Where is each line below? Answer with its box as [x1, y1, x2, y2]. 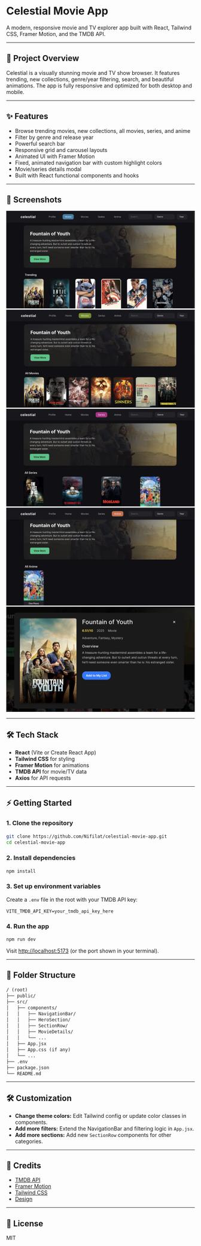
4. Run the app [6, 922, 50, 930]
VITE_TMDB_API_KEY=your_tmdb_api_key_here [6, 908, 114, 914]
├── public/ [6, 993, 36, 999]
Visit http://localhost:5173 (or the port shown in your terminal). [6, 947, 160, 954]
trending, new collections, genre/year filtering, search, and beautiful [6, 75, 174, 83]
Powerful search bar [14, 140, 66, 147]
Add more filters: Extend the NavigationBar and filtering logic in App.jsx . [14, 1124, 194, 1132]
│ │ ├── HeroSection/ [6, 1017, 71, 1023]
